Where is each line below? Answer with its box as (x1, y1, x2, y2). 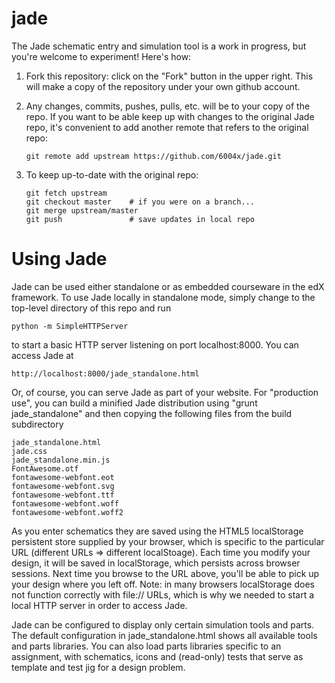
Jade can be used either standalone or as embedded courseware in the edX (11, 280, 325, 292)
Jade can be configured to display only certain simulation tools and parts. (11, 618, 315, 631)
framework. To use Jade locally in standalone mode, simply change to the (11, 291, 316, 303)
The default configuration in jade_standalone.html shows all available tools (11, 629, 318, 641)
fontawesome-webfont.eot (11, 472, 115, 482)
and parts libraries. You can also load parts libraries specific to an (11, 640, 282, 652)
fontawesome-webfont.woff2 (11, 507, 124, 517)
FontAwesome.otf (11, 463, 79, 474)
